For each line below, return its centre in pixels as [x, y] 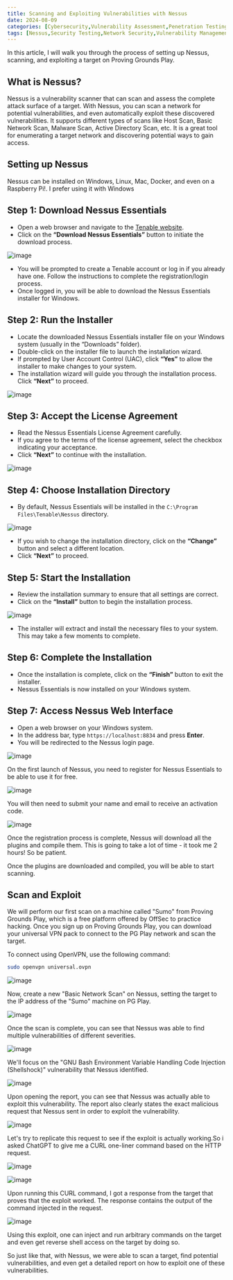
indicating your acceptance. [57, 447]
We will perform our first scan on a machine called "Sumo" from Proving [110, 912]
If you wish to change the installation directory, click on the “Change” [117, 541]
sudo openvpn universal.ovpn [49, 967]
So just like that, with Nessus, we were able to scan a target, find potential [113, 1256]
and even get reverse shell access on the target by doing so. [94, 1243]
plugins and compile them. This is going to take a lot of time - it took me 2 [112, 845]
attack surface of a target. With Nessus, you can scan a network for [104, 106]
